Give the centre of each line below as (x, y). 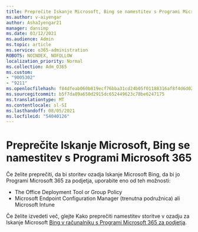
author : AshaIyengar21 (34, 22)
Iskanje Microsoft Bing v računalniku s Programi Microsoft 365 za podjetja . (97, 223)
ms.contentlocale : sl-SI (37, 105)
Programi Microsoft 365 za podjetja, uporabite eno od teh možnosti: (88, 181)
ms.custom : (19, 72)
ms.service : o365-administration (47, 50)
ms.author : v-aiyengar (34, 17)
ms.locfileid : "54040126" (38, 116)
